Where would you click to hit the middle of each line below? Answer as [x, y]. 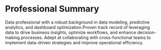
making [13, 37]
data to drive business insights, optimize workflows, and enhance [71, 32]
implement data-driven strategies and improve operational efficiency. [74, 42]
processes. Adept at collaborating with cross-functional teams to [86, 37]
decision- [147, 32]
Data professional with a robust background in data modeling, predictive [77, 22]
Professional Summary [52, 9]
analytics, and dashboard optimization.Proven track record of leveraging [78, 27]
